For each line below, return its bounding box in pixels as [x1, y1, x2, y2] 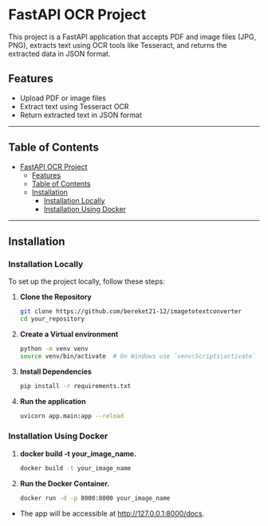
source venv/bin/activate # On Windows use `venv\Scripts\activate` [19, 352, 257, 360]
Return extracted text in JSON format [19, 110, 142, 120]
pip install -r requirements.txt [19, 382, 132, 390]
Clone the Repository [19, 292, 92, 302]
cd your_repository [19, 315, 85, 324]
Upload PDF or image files [19, 93, 106, 103]
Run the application [19, 396, 86, 406]
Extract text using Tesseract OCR [19, 101, 129, 111]
